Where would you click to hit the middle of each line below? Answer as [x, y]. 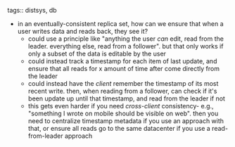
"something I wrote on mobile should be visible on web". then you [123, 113]
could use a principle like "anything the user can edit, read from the [126, 39]
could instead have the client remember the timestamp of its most [123, 83]
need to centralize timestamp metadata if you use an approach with [126, 121]
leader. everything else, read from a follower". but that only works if [126, 46]
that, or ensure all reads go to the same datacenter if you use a [119, 128]
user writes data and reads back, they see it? [83, 31]
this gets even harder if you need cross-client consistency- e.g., [121, 106]
